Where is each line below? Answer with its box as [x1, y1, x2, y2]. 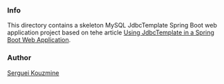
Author [7, 53, 32, 63]
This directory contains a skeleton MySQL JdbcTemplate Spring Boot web [7, 21, 218, 30]
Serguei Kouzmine [7, 68, 59, 77]
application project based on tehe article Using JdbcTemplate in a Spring [7, 28, 214, 36]
